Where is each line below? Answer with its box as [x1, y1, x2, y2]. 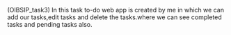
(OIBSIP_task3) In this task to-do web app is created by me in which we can [7, 6, 225, 14]
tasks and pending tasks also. [7, 21, 93, 28]
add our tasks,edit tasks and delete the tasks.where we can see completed [7, 13, 222, 21]
